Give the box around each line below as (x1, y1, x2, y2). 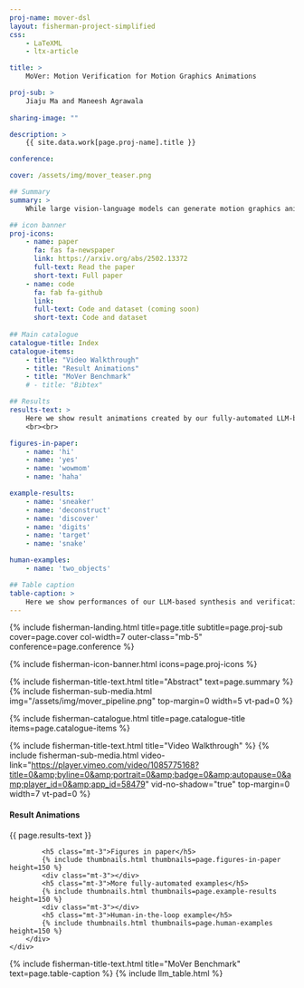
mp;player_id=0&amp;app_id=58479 (9, 779, 147, 789)
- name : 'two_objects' (25, 564, 111, 573)
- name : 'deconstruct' (25, 505, 111, 515)
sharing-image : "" (9, 113, 79, 122)
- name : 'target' (25, 531, 91, 540)
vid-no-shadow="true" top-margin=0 (150, 779, 290, 789)
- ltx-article (25, 47, 79, 56)
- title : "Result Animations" (25, 363, 140, 373)
